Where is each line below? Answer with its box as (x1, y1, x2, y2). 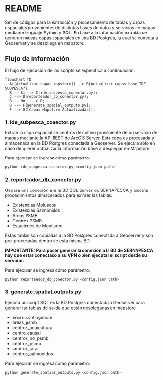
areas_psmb (12, 319, 37, 325)
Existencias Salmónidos (12, 207, 60, 213)
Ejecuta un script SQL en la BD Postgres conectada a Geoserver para (5, 300, 145, 306)
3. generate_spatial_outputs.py (5, 288, 81, 295)
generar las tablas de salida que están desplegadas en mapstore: (5, 305, 137, 311)
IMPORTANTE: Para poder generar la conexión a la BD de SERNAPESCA (5, 247, 153, 253)
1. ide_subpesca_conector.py (5, 119, 76, 126)
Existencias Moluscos (12, 202, 56, 208)
